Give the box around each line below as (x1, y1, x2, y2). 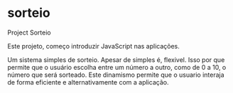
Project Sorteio (7, 28, 51, 37)
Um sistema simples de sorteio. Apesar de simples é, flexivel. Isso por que (7, 55, 225, 64)
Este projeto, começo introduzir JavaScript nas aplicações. (7, 42, 180, 50)
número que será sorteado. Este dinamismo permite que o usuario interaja (7, 70, 225, 79)
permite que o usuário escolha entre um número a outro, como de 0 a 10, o (7, 63, 227, 71)
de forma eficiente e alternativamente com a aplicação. (7, 77, 169, 86)
